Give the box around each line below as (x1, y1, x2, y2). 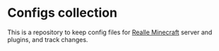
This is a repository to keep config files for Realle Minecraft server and (7, 28, 213, 36)
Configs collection (7, 5, 118, 21)
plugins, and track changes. (7, 35, 88, 43)
